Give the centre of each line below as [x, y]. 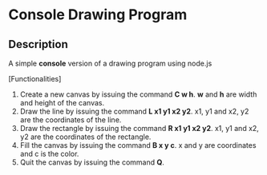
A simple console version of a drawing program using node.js [110, 63]
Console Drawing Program [98, 15]
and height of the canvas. [62, 103]
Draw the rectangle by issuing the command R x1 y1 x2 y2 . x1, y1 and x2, [139, 128]
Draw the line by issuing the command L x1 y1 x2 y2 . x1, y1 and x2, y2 [134, 111]
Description [38, 44]
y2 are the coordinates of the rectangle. [85, 137]
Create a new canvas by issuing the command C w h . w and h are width [138, 94]
